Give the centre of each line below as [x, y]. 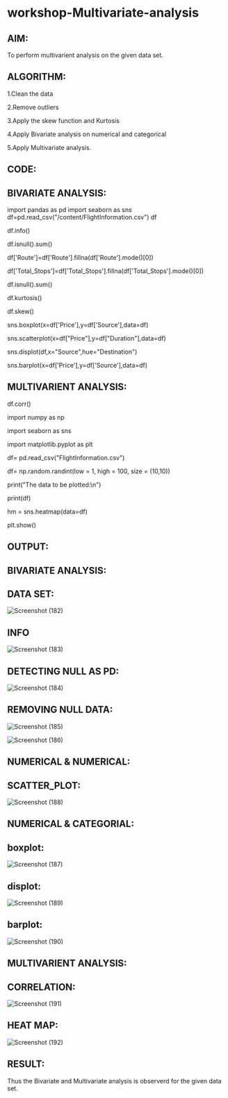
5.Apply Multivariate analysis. [49, 147]
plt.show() [22, 525]
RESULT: [26, 1064]
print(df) [19, 498]
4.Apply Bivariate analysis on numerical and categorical [87, 134]
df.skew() [21, 311]
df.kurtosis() [25, 298]
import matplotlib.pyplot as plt [50, 444]
